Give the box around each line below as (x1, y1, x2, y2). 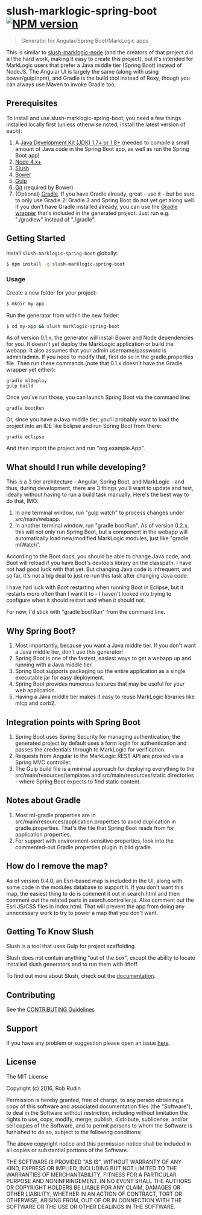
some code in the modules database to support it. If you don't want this (6, 883, 184, 891)
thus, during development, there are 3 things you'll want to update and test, (6, 485, 194, 492)
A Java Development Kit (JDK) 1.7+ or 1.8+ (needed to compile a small (14, 139, 189, 146)
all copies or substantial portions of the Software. (6, 1146, 128, 1153)
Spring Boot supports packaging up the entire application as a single (14, 668, 186, 675)
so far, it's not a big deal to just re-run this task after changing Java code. (6, 572, 189, 579)
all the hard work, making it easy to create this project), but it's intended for (6, 55, 194, 62)
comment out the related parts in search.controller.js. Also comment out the (6, 896, 194, 904)
